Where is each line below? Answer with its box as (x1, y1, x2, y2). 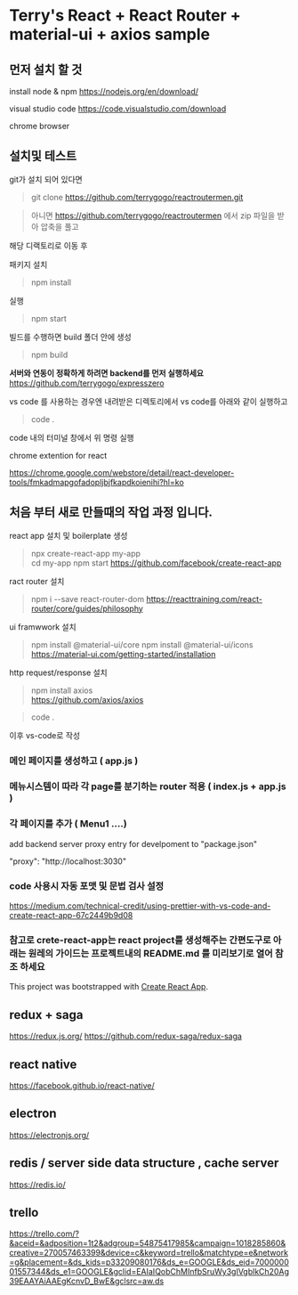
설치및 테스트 (9, 149, 77, 164)
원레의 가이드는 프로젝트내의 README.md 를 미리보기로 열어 (28, 947, 273, 959)
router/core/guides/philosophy (30, 603, 144, 614)
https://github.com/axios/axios (30, 694, 144, 705)
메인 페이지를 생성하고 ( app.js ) (9, 754, 139, 767)
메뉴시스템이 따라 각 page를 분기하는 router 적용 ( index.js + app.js (9, 780, 286, 793)
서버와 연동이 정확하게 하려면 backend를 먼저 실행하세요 (9, 367, 205, 379)
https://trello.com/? (9, 1228, 80, 1239)
